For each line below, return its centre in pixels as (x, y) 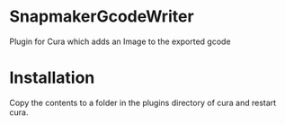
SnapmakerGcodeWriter (102, 17)
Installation (52, 78)
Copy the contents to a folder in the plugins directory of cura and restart (143, 103)
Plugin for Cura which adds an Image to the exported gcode (120, 41)
